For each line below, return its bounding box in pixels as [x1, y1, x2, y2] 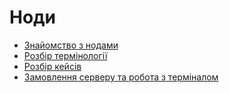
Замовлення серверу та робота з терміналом [23, 71, 219, 83]
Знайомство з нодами [23, 39, 119, 51]
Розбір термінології [23, 49, 108, 61]
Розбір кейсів [23, 60, 82, 72]
